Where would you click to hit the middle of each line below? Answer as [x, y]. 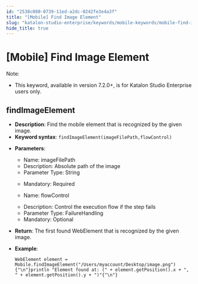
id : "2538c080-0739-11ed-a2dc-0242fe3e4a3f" [62, 12]
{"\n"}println [32, 270]
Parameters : [30, 148]
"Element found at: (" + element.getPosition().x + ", [121, 270]
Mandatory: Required [49, 184]
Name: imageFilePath [49, 160]
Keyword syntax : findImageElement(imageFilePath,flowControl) [93, 137]
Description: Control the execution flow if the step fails [90, 207]
